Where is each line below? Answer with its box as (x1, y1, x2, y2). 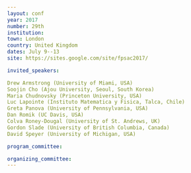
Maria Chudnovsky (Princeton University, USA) (7, 92, 142, 100)
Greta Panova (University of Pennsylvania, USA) (7, 105, 149, 112)
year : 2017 (7, 16, 38, 23)
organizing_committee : (7, 155, 72, 162)
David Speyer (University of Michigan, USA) (7, 130, 136, 137)
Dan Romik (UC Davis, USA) (7, 111, 84, 119)
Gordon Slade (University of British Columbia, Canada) (7, 124, 170, 131)
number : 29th (7, 23, 44, 30)
